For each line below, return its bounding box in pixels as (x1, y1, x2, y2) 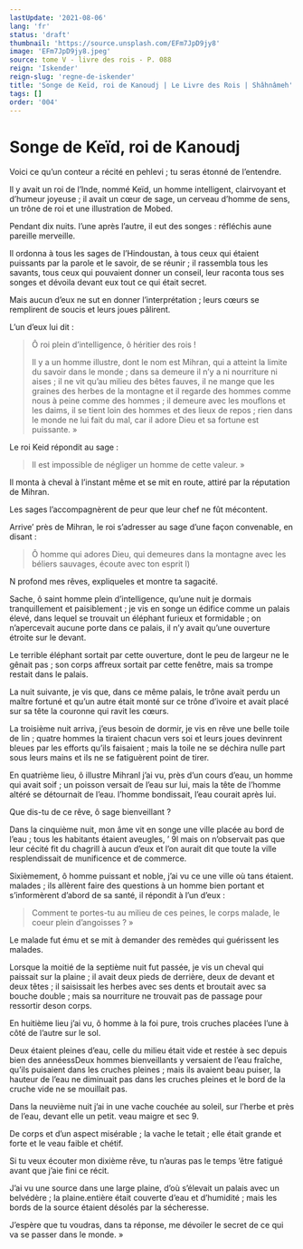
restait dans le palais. (9, 669, 89, 680)
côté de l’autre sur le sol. (9, 1028, 101, 1039)
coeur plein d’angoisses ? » (31, 917, 134, 928)
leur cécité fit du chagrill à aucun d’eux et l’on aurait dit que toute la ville (9, 844, 278, 855)
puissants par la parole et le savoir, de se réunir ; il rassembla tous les (9, 257, 269, 268)
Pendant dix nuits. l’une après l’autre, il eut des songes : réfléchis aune (9, 221, 272, 232)
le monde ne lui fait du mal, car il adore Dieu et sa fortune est (31, 414, 260, 426)
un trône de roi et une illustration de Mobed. (9, 203, 174, 214)
